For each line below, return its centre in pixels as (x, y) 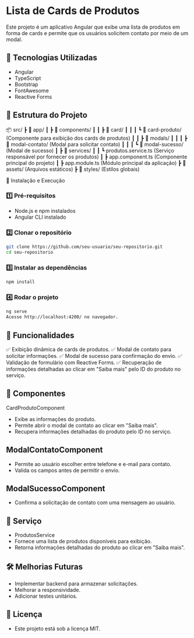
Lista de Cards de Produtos (73, 11)
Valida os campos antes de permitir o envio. (67, 470)
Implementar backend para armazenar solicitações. (76, 584)
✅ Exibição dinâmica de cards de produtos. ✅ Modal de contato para (89, 349)
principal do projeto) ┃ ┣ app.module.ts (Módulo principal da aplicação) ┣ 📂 (96, 163)
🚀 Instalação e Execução (36, 180)
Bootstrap (26, 84)
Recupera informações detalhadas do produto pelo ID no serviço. (93, 432)
